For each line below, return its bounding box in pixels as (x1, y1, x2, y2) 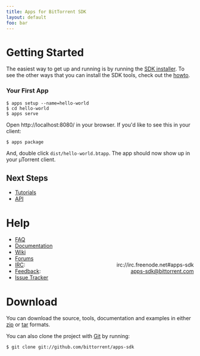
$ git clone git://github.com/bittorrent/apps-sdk (6, 344, 135, 350)
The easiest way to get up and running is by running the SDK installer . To (6, 65, 185, 72)
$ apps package (6, 139, 44, 145)
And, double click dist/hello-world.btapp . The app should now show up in (6, 149, 190, 156)
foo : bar (6, 20, 28, 26)
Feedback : (14, 268, 41, 275)
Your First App (6, 87, 49, 95)
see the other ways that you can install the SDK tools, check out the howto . (6, 72, 190, 79)
